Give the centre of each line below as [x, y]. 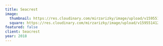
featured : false [21, 27]
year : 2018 [16, 36]
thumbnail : [20, 18]
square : [17, 23]
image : [12, 14]
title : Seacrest [21, 9]
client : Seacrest [23, 32]
